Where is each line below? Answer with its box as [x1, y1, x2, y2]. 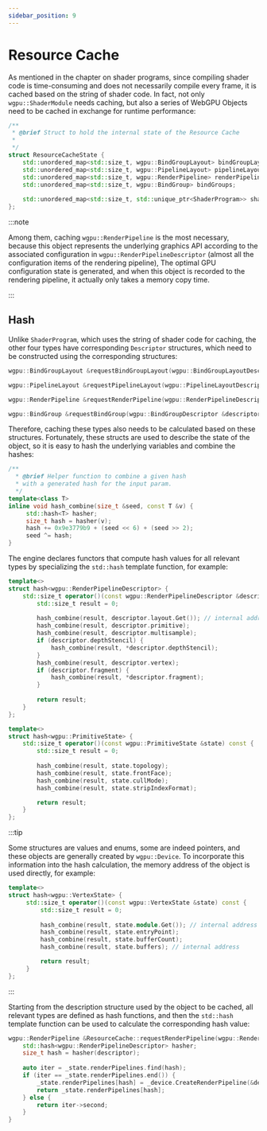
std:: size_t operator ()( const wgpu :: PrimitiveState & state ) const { [22, 739, 254, 748]
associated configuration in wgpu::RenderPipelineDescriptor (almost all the [8, 250, 254, 259]
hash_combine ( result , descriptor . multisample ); [37, 630, 197, 638]
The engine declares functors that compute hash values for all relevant [8, 554, 240, 563]
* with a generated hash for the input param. [15, 480, 172, 488]
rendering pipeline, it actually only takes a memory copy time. [8, 275, 211, 285]
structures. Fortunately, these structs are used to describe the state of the [8, 433, 250, 443]
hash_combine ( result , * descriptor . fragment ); [50, 673, 204, 681]
